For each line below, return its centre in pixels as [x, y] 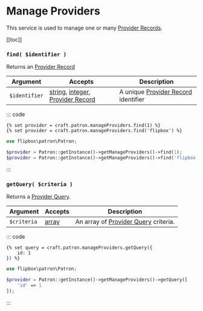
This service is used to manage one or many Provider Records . [85, 28]
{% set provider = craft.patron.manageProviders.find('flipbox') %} [94, 131]
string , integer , [70, 92]
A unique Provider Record [156, 92]
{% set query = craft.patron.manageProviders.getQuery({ [79, 248]
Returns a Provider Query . [38, 197]
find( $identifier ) [37, 54]
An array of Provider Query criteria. [125, 222]
